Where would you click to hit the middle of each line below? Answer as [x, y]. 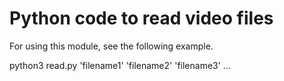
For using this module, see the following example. [111, 46]
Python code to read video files [141, 18]
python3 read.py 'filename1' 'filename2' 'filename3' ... [120, 65]
